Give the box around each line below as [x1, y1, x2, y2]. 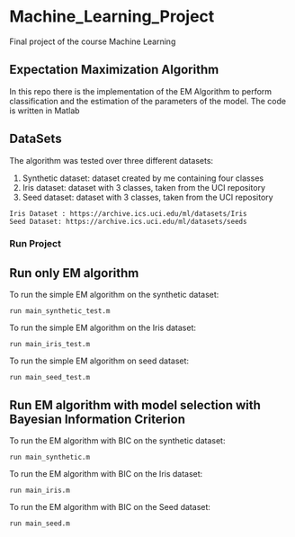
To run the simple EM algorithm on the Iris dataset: [9, 322, 196, 334]
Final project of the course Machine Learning [9, 36, 176, 47]
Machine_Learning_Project [9, 6, 215, 27]
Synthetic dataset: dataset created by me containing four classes [22, 173, 264, 183]
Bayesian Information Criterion [9, 411, 186, 426]
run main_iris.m [9, 486, 70, 496]
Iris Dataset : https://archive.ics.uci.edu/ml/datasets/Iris [9, 209, 247, 218]
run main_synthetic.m [9, 452, 91, 462]
